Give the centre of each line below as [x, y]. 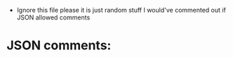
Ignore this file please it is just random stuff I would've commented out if [121, 10]
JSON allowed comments [53, 17]
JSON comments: [59, 46]
